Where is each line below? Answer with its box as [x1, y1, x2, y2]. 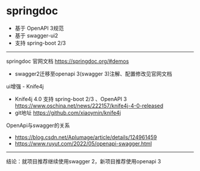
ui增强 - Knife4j [6, 83, 44, 90]
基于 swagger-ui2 [14, 31, 58, 39]
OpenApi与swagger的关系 [6, 122, 70, 129]
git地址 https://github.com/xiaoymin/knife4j [14, 109, 121, 116]
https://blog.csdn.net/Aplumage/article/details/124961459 [14, 134, 157, 141]
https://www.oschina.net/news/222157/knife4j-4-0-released [14, 102, 164, 109]
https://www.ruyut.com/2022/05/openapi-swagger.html [14, 140, 152, 147]
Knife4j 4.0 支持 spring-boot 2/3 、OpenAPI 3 [14, 95, 127, 102]
